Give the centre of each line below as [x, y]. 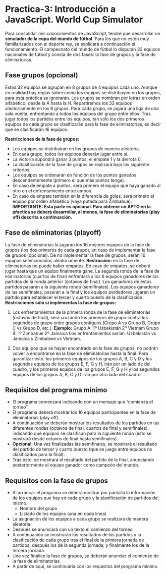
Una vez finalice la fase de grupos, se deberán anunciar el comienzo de [85, 556]
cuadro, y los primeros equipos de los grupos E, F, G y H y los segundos [86, 369]
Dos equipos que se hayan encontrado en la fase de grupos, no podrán [85, 348]
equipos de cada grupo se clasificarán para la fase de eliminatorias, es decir [83, 124]
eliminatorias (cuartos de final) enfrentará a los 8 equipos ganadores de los [82, 276]
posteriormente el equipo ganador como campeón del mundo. [76, 465]
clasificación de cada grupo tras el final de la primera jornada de [78, 540]
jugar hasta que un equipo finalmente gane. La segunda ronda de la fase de [82, 271]
